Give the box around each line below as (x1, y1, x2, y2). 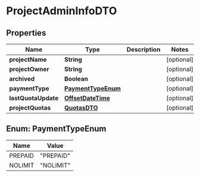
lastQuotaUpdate (9, 94, 59, 102)
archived (9, 75, 35, 83)
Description (126, 46, 161, 53)
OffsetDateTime (64, 94, 110, 102)
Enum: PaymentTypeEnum (6, 124, 107, 134)
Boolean (64, 75, 88, 83)
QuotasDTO (64, 104, 98, 112)
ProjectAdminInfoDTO (6, 4, 117, 18)
